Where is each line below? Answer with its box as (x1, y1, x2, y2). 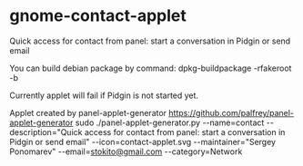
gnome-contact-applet (9, 5, 187, 26)
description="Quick (9, 126, 83, 137)
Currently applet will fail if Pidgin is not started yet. (9, 90, 198, 101)
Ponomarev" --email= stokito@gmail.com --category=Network (9, 146, 243, 157)
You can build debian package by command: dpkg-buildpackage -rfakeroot (9, 63, 292, 73)
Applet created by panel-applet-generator (9, 107, 167, 118)
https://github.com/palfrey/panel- (167, 107, 294, 118)
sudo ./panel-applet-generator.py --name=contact (75, 117, 265, 128)
